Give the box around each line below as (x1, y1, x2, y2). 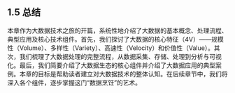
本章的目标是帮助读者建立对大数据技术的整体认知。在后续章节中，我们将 (19, 69, 228, 78)
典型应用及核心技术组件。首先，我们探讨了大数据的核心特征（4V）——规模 (7, 35, 224, 43)
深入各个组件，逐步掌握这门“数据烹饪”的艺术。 (7, 78, 142, 87)
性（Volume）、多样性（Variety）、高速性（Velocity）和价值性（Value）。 (7, 44, 215, 52)
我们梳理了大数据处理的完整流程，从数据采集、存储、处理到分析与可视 (19, 52, 222, 60)
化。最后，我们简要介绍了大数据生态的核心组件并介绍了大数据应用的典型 (7, 61, 215, 69)
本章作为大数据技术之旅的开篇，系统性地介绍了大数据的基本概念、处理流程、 (7, 26, 228, 35)
